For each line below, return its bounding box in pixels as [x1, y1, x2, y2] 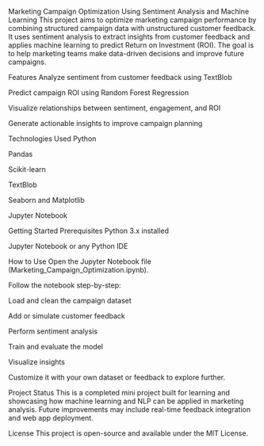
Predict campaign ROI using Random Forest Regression [8, 88, 189, 97]
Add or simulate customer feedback [8, 311, 125, 320]
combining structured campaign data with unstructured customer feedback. [8, 24, 256, 32]
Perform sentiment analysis [8, 326, 98, 336]
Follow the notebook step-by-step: [8, 280, 121, 290]
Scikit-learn [8, 165, 46, 173]
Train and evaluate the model [8, 342, 103, 351]
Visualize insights [8, 357, 66, 367]
